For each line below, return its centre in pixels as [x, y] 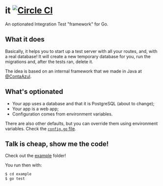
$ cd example [18, 174]
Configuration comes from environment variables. [62, 114]
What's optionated [34, 92]
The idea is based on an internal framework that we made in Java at [73, 71]
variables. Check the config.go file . [41, 128]
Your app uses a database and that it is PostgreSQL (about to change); [83, 103]
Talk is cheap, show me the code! [57, 144]
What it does [25, 39]
